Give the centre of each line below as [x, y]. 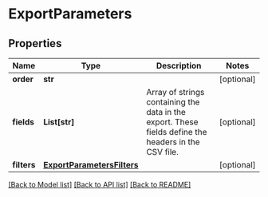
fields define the [177, 132]
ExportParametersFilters [91, 165]
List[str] [59, 122]
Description [179, 66]
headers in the [173, 142]
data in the [166, 112]
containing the [173, 102]
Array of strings [175, 92]
